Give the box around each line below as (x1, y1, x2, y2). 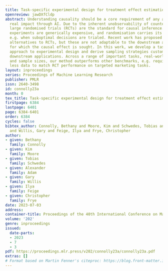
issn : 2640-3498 (5, 81, 39, 86)
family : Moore (9, 151, 39, 156)
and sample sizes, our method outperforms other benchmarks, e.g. (9, 58, 151, 63)
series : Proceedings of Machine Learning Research (5, 72, 113, 77)
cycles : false (5, 118, 35, 124)
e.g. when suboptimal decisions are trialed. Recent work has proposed (9, 35, 162, 40)
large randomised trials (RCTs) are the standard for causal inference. (9, 26, 164, 31)
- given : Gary (5, 174, 35, 180)
